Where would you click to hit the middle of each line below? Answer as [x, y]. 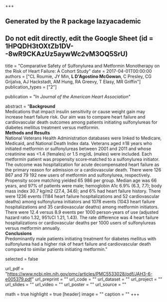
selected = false [22, 259]
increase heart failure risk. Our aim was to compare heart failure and [75, 117]
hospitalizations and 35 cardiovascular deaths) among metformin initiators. [82, 207]
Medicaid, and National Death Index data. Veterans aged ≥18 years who [79, 144]
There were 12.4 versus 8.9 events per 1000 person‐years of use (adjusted [82, 212]
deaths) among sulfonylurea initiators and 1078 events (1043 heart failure [80, 202]
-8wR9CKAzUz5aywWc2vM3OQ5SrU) [67, 54]
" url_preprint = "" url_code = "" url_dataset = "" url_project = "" [97, 279]
